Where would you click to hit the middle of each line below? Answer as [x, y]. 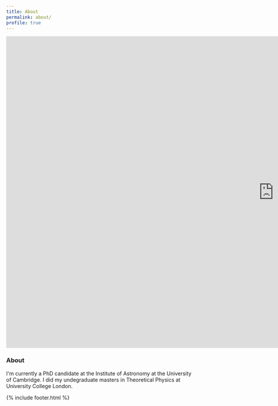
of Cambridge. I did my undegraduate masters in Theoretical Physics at [93, 380]
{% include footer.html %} [38, 397]
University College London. [40, 386]
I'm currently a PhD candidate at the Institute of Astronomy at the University [99, 373]
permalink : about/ [29, 17]
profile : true [24, 23]
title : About [22, 12]
